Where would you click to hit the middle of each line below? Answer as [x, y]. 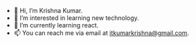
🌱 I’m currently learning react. [56, 25]
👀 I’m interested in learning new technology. [77, 18]
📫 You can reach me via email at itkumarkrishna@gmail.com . [101, 33]
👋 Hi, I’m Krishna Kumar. [48, 11]
